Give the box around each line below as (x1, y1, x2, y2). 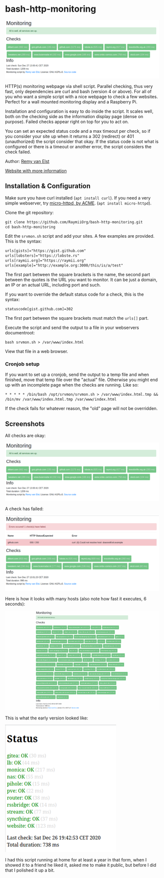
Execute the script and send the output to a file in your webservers (5, 325, 139, 330)
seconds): (5, 601, 25, 607)
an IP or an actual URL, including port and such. (5, 282, 101, 287)
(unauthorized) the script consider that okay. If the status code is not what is (5, 139, 159, 144)
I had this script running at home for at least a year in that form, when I (5, 857, 147, 862)
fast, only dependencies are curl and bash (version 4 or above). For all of (5, 89, 152, 95)
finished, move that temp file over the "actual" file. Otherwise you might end (5, 377, 158, 383)
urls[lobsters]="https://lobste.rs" (5, 253, 80, 258)
